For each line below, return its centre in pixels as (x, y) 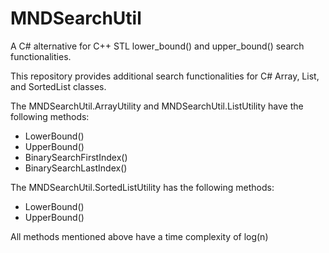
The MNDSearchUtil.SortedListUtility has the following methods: (142, 187)
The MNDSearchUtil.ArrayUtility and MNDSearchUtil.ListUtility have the (157, 106)
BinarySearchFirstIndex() (76, 157)
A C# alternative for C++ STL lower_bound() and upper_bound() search (157, 46)
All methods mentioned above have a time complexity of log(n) (139, 236)
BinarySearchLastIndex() (76, 168)
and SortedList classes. (58, 86)
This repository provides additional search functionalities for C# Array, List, (165, 76)
